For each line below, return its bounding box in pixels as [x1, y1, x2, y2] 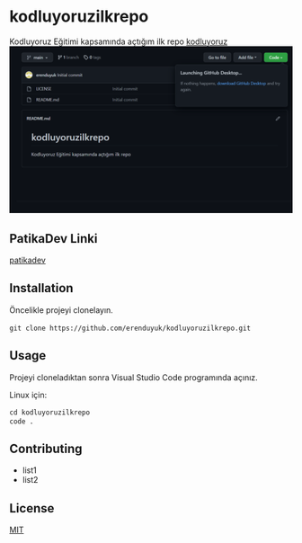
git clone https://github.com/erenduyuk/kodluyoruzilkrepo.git [9, 324, 252, 333]
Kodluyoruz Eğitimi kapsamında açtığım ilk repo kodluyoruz [9, 36, 228, 47]
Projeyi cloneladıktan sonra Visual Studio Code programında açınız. [9, 371, 258, 383]
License [9, 501, 55, 516]
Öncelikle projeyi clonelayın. [9, 304, 114, 316]
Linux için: [9, 389, 48, 400]
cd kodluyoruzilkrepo [9, 407, 91, 417]
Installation [9, 280, 74, 296]
